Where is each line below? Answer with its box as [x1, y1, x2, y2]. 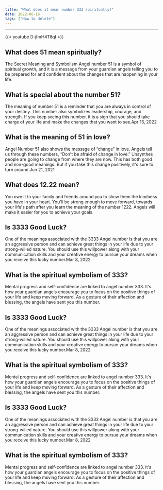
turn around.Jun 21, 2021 [5, 166, 55, 173]
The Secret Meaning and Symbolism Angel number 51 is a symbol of [5, 61, 142, 67]
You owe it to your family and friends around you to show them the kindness [5, 193, 158, 199]
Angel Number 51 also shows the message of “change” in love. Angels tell [5, 146, 152, 152]
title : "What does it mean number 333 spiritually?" [5, 7, 114, 12]
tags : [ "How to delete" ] [5, 16, 55, 21]
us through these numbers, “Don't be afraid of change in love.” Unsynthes [5, 151, 153, 157]
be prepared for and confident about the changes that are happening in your [5, 71, 158, 77]
